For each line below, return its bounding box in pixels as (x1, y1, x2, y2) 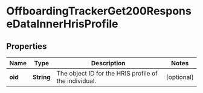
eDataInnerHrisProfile (6, 17, 119, 31)
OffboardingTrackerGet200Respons (6, 4, 192, 18)
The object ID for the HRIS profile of (56, 69, 158, 77)
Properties (6, 41, 47, 51)
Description (91, 59, 126, 67)
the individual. (56, 77, 97, 85)
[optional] (166, 73, 194, 81)
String (32, 73, 51, 81)
